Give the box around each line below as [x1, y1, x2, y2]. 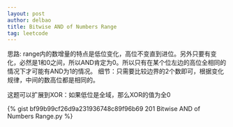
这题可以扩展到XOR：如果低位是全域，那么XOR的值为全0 [7, 91, 171, 99]
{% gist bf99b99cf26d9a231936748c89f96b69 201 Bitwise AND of [7, 105, 201, 113]
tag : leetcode [7, 29, 49, 37]
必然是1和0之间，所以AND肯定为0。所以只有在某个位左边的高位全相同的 [19, 59, 227, 67]
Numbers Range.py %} [7, 112, 73, 121]
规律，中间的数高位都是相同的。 [7, 76, 99, 84]
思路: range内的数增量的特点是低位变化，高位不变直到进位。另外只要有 [7, 50, 211, 58]
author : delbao [7, 17, 52, 24]
